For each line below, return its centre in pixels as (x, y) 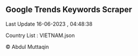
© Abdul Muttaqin (27, 47)
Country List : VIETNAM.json (40, 35)
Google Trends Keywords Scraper (69, 10)
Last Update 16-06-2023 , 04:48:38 (49, 24)
